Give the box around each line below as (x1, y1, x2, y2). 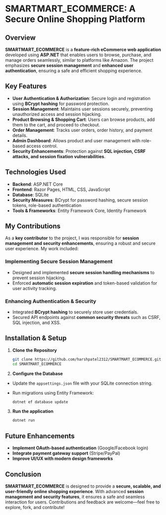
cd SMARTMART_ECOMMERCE (12, 361, 62, 366)
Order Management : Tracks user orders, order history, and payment (12, 127, 153, 133)
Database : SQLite (12, 192, 49, 198)
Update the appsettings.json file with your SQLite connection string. (12, 380, 153, 386)
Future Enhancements (5, 431, 75, 440)
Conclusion (5, 470, 42, 478)
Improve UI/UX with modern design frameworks (12, 456, 113, 462)
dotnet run (12, 418, 35, 423)
